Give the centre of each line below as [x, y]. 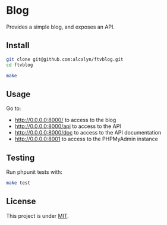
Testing [21, 157]
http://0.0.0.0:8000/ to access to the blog [65, 120]
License [21, 201]
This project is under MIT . [38, 215]
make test [18, 183]
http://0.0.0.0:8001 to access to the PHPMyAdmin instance [86, 139]
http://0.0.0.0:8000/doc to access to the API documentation [88, 133]
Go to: [14, 108]
